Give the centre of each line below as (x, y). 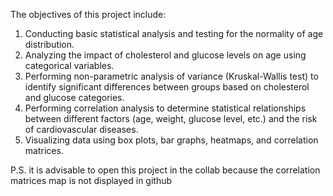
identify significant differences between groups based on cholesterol (167, 87)
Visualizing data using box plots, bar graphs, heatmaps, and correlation (171, 140)
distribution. (49, 44)
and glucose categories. (74, 97)
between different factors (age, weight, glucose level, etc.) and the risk (171, 118)
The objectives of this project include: (88, 14)
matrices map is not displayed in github (91, 180)
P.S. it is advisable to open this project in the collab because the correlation (165, 170)
